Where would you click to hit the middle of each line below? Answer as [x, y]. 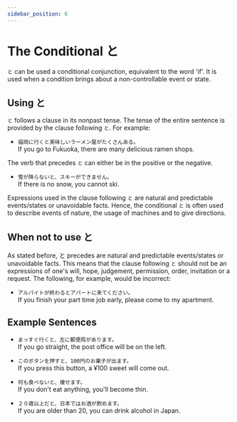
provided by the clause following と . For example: [79, 128]
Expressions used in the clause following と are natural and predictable [110, 198]
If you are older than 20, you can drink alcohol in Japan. [99, 411]
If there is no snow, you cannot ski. [68, 184]
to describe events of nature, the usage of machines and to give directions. [117, 213]
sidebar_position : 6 [38, 14]
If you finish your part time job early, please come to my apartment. [116, 300]
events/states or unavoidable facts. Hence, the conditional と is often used [116, 206]
